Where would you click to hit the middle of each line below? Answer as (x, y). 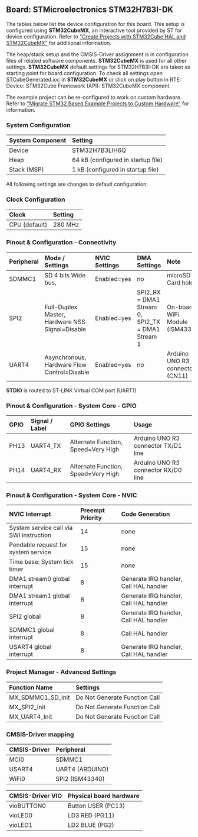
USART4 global (30, 647)
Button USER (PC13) (96, 806)
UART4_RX (46, 470)
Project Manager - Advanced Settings (61, 672)
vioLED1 (21, 825)
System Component (38, 140)
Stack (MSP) (27, 170)
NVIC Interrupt (30, 514)
